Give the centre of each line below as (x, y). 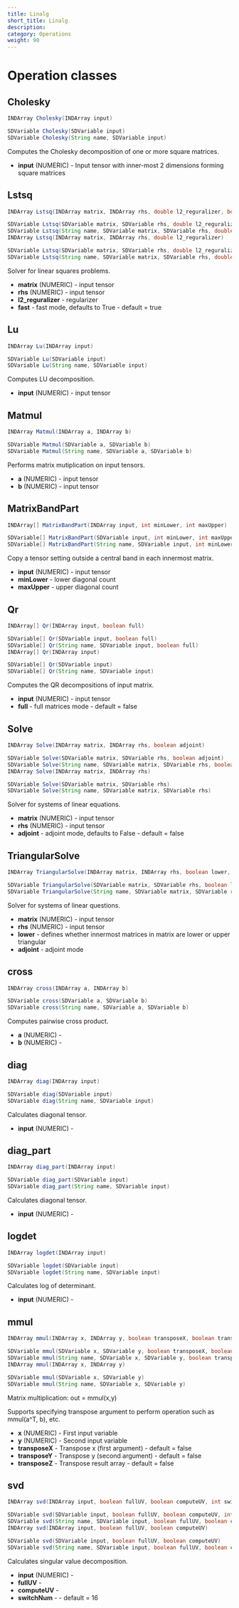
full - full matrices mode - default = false (77, 707)
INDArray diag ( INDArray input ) (54, 1081)
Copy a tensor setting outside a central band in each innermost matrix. (111, 558)
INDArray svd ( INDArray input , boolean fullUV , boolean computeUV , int (114, 1502)
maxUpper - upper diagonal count (68, 587)
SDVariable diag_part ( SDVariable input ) (68, 1180)
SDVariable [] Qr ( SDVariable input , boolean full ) (83, 638)
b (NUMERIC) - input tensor (58, 486)
